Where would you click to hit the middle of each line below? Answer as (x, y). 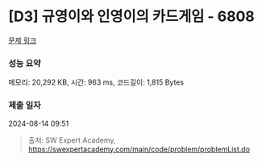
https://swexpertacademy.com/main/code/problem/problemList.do (139, 149)
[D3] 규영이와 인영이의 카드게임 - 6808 (132, 17)
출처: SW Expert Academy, (72, 140)
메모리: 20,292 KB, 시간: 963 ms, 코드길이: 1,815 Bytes (96, 82)
